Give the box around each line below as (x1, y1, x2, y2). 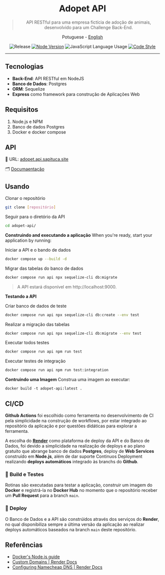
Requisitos (5, 105, 38, 114)
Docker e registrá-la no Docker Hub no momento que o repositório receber (5, 487, 158, 493)
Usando (5, 182, 29, 191)
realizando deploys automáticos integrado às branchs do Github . (5, 459, 138, 464)
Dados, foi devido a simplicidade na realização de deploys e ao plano (5, 443, 145, 448)
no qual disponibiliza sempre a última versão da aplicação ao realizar (5, 521, 145, 527)
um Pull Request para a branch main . (5, 493, 80, 499)
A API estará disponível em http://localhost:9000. (17, 284, 117, 289)
